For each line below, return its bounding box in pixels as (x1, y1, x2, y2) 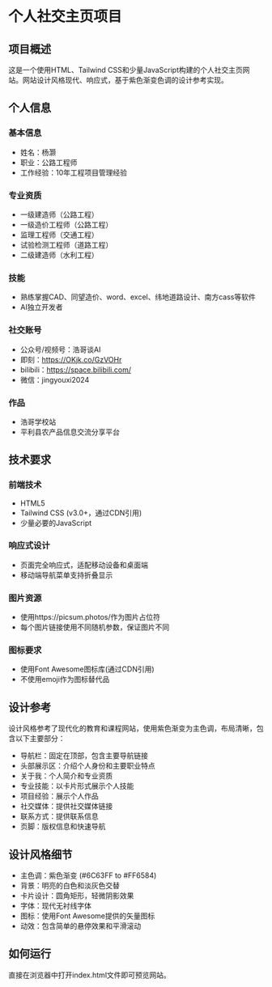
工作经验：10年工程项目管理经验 (19, 167, 128, 177)
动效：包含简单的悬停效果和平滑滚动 (19, 921, 142, 931)
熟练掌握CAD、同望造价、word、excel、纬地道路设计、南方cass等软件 (19, 292, 257, 302)
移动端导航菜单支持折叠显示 (19, 570, 113, 579)
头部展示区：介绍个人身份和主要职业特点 (19, 761, 155, 771)
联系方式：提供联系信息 (19, 811, 99, 821)
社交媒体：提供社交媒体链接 (19, 802, 113, 811)
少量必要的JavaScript (19, 518, 92, 527)
